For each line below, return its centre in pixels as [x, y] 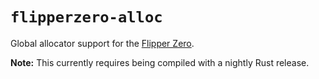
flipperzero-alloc [86, 17]
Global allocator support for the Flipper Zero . [102, 43]
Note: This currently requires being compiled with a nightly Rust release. [160, 62]
